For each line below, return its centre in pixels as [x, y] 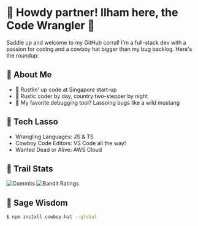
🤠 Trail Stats [30, 169]
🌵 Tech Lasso [32, 122]
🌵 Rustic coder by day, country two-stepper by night [82, 96]
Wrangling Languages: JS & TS [54, 137]
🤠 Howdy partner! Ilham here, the [92, 13]
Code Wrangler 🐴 [51, 25]
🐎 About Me [29, 75]
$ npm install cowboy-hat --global [52, 217]
